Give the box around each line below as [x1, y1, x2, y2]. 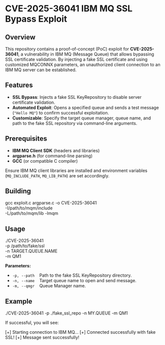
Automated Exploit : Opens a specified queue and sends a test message [12, 104, 159, 111]
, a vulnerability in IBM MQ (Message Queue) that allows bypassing [18, 51, 154, 57]
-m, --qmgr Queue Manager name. [12, 283, 86, 289]
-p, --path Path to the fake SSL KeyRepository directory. [12, 272, 132, 278]
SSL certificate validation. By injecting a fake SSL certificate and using [5, 57, 148, 62]
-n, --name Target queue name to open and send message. [12, 278, 137, 284]
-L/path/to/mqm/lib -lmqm [5, 210, 59, 216]
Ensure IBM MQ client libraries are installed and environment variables [5, 168, 148, 173]
